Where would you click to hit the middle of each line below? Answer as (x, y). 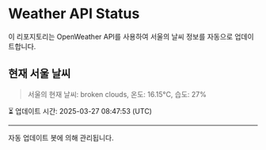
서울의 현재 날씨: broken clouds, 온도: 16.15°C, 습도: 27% (117, 94)
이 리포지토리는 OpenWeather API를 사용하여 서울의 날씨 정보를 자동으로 (121, 36)
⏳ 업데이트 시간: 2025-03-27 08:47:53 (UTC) (80, 111)
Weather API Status (74, 14)
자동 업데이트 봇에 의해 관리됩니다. (61, 137)
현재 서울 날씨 (40, 74)
